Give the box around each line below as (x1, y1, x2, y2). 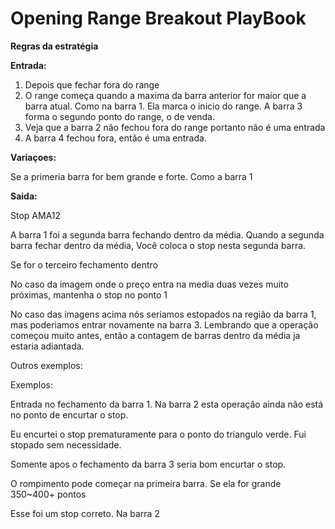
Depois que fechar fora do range (24, 78, 160, 91)
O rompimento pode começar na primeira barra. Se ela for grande (10, 477, 282, 489)
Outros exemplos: (10, 359, 83, 371)
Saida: (10, 190, 38, 202)
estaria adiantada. (10, 340, 85, 352)
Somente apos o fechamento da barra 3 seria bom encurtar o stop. (10, 458, 287, 470)
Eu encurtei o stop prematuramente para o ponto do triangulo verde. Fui (10, 428, 307, 440)
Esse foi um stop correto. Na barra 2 (10, 507, 160, 519)
